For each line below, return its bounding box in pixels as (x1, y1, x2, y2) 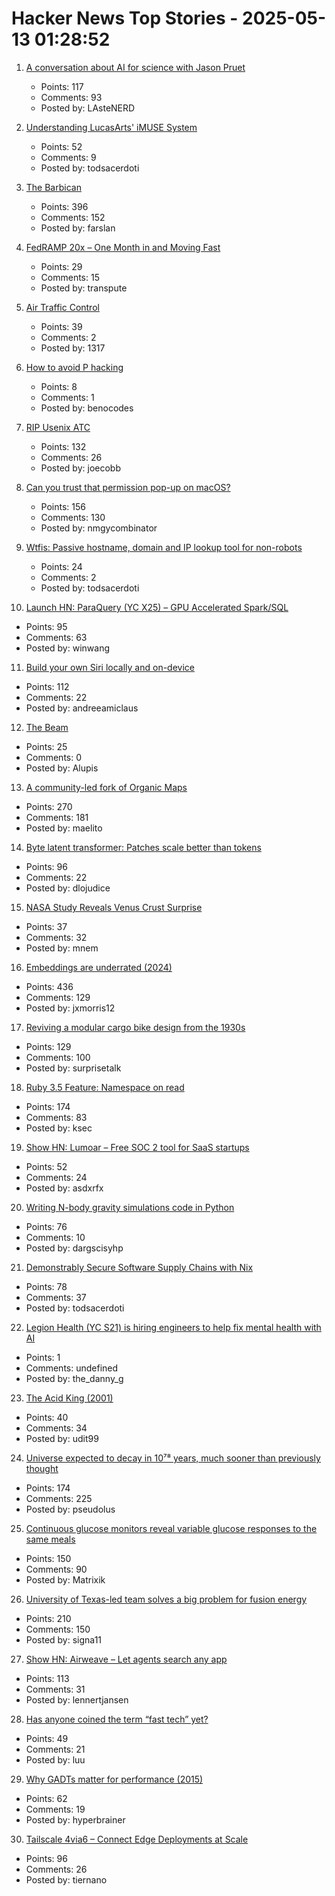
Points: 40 (25, 1411, 69, 1423)
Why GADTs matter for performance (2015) (25, 1773, 204, 1785)
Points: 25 (25, 740, 68, 752)
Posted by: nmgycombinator (40, 522, 158, 534)
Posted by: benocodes (40, 402, 134, 414)
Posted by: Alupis (25, 762, 99, 774)
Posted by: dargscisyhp (25, 1242, 124, 1254)
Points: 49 (25, 1732, 69, 1744)
